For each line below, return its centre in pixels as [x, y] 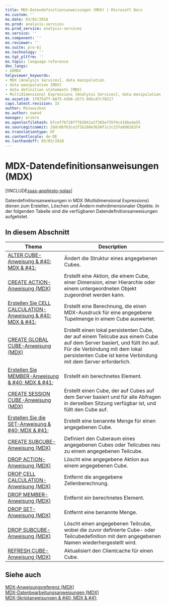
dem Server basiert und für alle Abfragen [112, 397]
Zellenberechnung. [87, 483]
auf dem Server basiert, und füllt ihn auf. [112, 342]
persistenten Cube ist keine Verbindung [111, 355]
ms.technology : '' [24, 52]
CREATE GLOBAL [28, 339]
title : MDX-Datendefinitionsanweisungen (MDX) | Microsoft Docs [74, 10]
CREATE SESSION [29, 394]
